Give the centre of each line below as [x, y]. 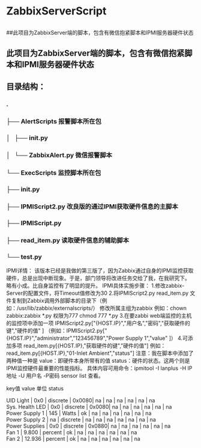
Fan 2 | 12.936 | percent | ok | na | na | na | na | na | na [73, 438]
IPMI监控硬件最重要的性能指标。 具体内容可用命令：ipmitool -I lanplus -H [96, 368]
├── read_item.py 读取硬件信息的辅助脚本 [68, 240]
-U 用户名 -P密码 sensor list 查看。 [61, 375]
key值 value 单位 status [35, 388]
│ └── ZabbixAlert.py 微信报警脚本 [59, 156]
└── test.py [24, 256]
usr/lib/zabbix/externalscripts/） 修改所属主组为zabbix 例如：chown [103, 308]
